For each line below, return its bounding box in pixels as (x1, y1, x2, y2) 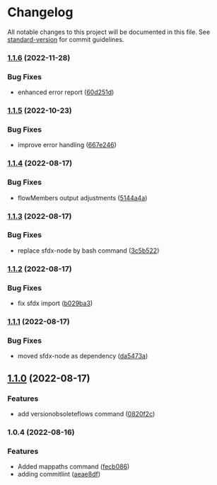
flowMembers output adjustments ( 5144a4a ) (17, 193, 148, 202)
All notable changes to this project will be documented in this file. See (7, 28, 211, 36)
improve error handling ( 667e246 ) (17, 141, 117, 149)
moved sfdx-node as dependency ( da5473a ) (17, 352, 148, 360)
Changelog (7, 4, 74, 21)
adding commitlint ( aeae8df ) (17, 470, 101, 479)
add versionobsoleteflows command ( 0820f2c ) (17, 409, 156, 418)
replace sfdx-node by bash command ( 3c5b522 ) (17, 246, 160, 255)
